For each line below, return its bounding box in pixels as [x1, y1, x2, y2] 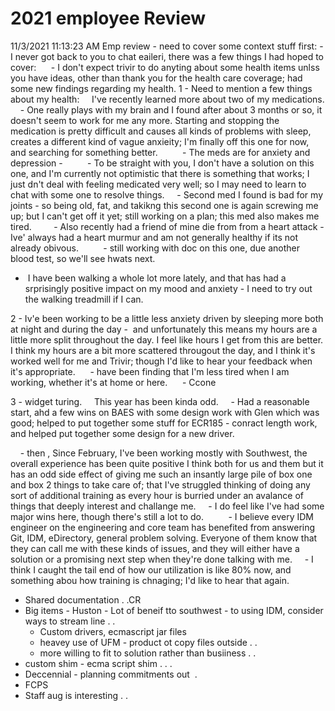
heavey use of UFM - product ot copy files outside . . [39, 636, 258, 648]
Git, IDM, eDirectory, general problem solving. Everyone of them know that [10, 532, 318, 544]
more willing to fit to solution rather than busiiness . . [39, 647, 257, 659]
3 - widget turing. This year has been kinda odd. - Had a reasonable [10, 395, 310, 407]
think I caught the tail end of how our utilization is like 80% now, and [10, 563, 292, 576]
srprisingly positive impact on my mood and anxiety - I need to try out [24, 282, 313, 294]
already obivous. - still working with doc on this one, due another [10, 242, 301, 254]
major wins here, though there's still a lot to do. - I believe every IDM [10, 510, 315, 522]
